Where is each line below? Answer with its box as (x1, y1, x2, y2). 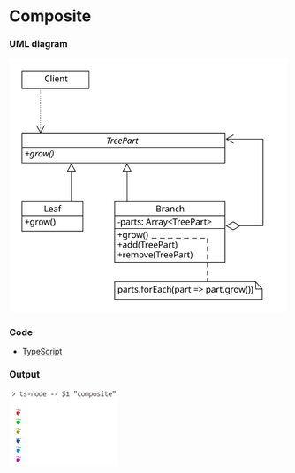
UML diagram (9, 38, 68, 50)
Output (9, 368, 41, 380)
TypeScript (21, 346, 63, 356)
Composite (9, 6, 92, 27)
